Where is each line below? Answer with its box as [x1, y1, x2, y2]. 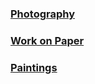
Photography [10, 7, 76, 21]
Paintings [10, 60, 58, 74]
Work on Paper [10, 33, 85, 47]
